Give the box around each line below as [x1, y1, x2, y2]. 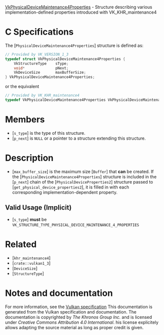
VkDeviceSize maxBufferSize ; [14, 70, 86, 75]
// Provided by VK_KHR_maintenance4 [5, 93, 80, 98]
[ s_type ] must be [12, 216, 47, 222]
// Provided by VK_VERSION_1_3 [5, 52, 69, 57]
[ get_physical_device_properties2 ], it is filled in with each [12, 184, 129, 190]
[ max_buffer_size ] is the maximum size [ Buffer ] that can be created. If [12, 168, 154, 174]
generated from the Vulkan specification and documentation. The [5, 309, 137, 314]
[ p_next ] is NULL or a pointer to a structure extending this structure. [12, 135, 146, 141]
